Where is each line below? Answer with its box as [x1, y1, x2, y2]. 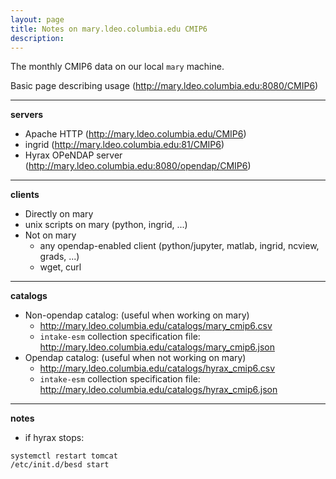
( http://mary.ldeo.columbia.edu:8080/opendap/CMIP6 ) [24, 160, 252, 172]
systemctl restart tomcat [10, 451, 118, 461]
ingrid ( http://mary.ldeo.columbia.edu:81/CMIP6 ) [24, 139, 225, 151]
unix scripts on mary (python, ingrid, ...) [24, 219, 188, 231]
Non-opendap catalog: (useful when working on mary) [24, 309, 250, 321]
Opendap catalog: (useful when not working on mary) [24, 352, 247, 364]
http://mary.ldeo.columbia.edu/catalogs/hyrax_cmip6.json [39, 384, 278, 396]
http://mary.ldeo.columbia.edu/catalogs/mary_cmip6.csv [39, 320, 273, 332]
